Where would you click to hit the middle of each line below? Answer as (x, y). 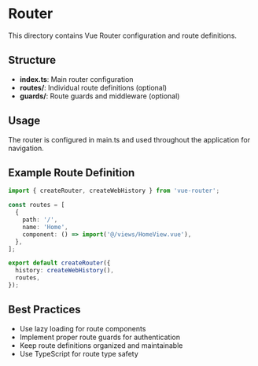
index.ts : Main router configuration (76, 79)
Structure (32, 60)
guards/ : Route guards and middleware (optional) (100, 96)
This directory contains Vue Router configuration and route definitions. (123, 35)
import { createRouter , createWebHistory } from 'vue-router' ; (114, 191)
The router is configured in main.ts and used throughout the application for (129, 139)
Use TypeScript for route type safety (79, 353)
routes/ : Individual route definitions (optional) (93, 87)
